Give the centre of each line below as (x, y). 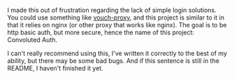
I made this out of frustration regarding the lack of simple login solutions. (112, 10)
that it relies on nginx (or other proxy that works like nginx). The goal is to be (117, 25)
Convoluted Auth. (32, 40)
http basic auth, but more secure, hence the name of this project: (101, 32)
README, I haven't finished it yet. (55, 68)
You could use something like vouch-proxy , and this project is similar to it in (116, 17)
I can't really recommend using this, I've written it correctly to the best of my (117, 53)
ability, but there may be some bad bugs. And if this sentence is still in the (114, 61)
